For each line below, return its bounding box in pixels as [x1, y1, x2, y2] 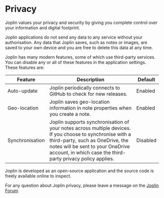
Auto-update [7, 87, 38, 94]
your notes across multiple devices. [49, 125, 131, 132]
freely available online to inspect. [5, 173, 72, 179]
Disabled [136, 137, 157, 144]
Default [137, 76, 155, 83]
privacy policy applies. [62, 155, 115, 162]
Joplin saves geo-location [49, 98, 110, 105]
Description [76, 76, 105, 83]
